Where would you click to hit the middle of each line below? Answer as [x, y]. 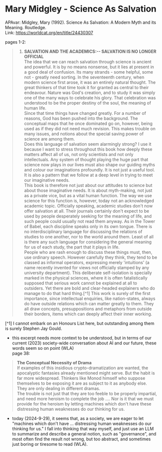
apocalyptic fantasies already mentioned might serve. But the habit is [86, 373]
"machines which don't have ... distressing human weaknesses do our [82, 423]
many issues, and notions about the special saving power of [84, 134]
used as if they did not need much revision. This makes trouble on [90, 128]
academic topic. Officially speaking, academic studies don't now [88, 206]
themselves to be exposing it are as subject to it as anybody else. [82, 383]
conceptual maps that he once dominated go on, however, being [88, 123]
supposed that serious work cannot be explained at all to [81, 283]
